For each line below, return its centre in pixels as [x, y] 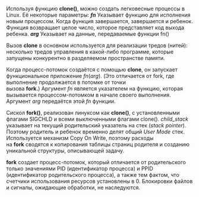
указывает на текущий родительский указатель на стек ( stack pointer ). [96, 125]
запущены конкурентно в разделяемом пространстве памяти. [86, 58]
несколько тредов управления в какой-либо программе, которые [90, 52]
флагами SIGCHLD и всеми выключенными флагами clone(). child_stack [97, 119]
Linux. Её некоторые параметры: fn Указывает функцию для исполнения [99, 15]
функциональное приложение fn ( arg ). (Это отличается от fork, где [90, 76]
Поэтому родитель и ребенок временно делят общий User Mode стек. [96, 132]
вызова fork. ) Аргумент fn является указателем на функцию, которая [94, 88]
